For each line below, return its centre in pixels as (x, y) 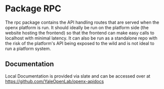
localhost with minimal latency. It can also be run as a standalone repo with (81, 38)
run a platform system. (28, 48)
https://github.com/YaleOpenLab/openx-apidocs (55, 81)
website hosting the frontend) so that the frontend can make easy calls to (80, 33)
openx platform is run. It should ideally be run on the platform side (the (77, 27)
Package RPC (33, 9)
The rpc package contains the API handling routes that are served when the (82, 22)
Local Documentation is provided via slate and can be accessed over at (78, 76)
